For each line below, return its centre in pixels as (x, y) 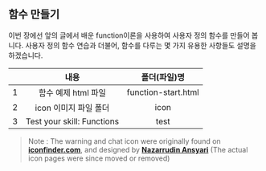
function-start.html (163, 92)
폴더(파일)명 (163, 77)
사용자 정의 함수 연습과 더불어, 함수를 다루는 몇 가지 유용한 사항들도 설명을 (141, 45)
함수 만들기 (34, 14)
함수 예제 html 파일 (72, 92)
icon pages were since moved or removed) (99, 158)
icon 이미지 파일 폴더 (72, 108)
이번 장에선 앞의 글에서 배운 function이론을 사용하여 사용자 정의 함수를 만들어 (129, 35)
